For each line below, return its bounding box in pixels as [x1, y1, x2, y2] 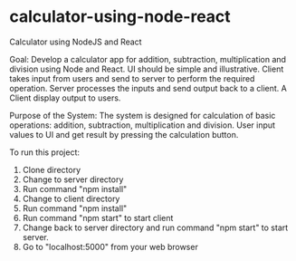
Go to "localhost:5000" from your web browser [22, 241, 199, 252]
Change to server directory [22, 174, 124, 185]
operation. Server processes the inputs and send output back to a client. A [9, 82, 287, 93]
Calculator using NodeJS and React [9, 36, 142, 47]
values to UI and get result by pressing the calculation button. [9, 129, 239, 140]
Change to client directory [22, 193, 120, 204]
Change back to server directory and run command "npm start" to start [22, 222, 289, 233]
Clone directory [22, 164, 81, 175]
